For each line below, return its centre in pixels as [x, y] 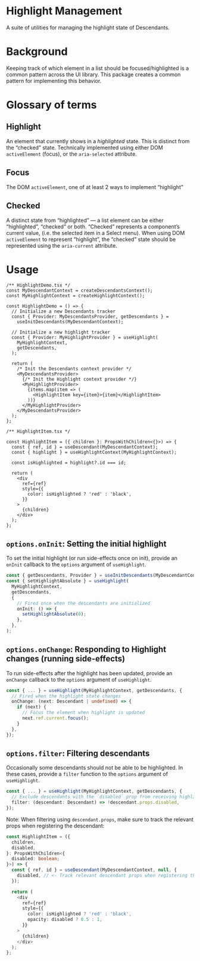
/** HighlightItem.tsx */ [38, 432]
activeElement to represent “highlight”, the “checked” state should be [91, 239]
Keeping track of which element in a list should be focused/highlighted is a [98, 68]
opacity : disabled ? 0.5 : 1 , [65, 920]
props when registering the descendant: [55, 826]
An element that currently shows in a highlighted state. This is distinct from [98, 141]
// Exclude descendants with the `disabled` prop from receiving [94, 797]
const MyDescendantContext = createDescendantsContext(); [79, 291]
